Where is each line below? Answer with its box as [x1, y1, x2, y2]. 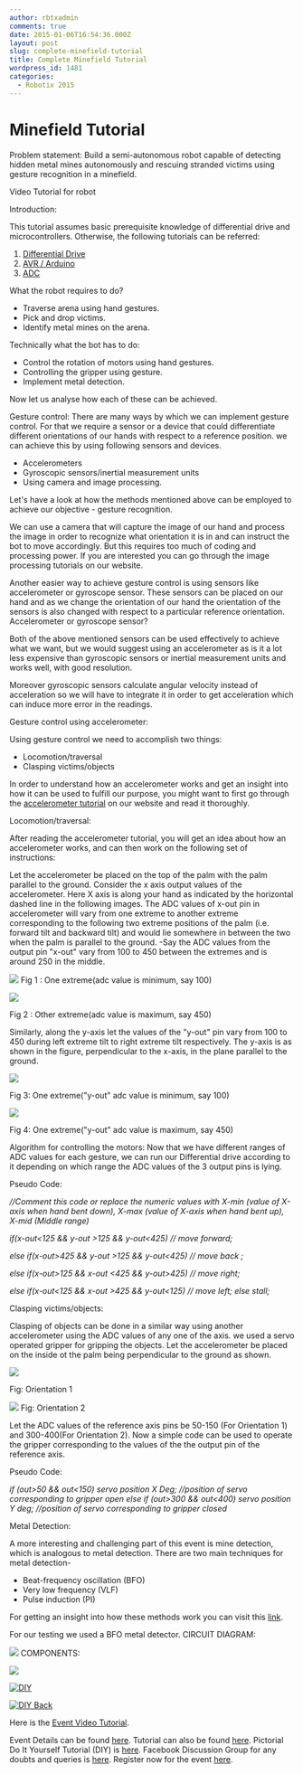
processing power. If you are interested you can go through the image [9, 550, 270, 561]
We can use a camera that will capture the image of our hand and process [9, 521, 285, 532]
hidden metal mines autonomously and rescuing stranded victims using [9, 159, 276, 170]
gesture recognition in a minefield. [9, 168, 137, 179]
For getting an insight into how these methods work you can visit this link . [9, 1611, 283, 1622]
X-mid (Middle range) [9, 1215, 90, 1226]
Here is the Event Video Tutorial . [9, 1717, 129, 1728]
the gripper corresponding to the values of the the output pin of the [9, 1439, 260, 1449]
